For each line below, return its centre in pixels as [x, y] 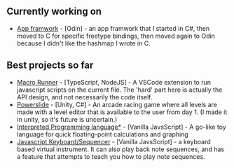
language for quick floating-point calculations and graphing [102, 134]
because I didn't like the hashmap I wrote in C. [84, 43]
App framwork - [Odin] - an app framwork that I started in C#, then [113, 28]
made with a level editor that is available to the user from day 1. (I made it [122, 112]
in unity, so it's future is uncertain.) [67, 119]
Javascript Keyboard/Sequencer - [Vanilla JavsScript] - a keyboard [113, 141]
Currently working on [54, 12]
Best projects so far [50, 65]
